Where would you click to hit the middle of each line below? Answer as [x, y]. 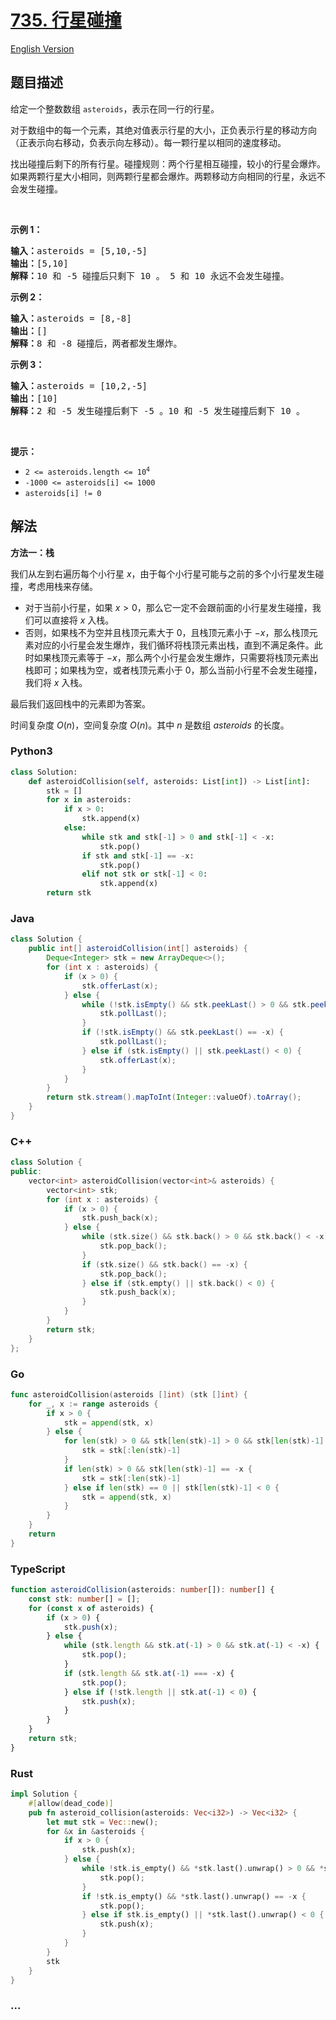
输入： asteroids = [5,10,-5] [79, 250]
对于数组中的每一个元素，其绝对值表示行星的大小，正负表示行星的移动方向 [163, 130]
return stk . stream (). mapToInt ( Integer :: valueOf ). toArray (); [174, 1097]
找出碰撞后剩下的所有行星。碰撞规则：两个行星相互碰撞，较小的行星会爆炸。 [168, 163]
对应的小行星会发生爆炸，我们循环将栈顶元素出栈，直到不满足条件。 [174, 645]
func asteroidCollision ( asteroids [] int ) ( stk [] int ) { [129, 1394]
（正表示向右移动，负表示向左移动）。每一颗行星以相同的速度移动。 [148, 142]
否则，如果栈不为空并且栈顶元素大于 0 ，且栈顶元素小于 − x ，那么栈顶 [167, 632]
